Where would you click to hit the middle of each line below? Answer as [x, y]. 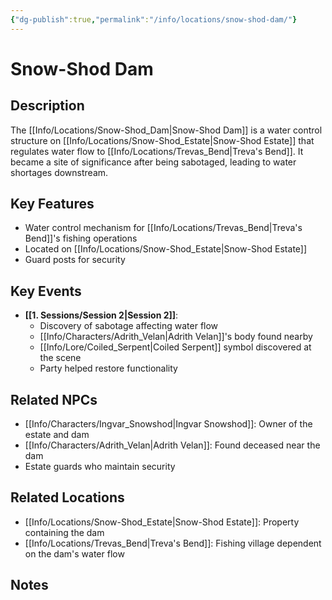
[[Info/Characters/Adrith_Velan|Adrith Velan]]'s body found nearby [176, 337]
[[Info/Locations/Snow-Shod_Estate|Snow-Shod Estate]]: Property [162, 522]
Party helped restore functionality [108, 368]
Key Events [46, 291]
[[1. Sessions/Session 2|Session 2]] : [101, 315]
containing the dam [64, 532]
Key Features [52, 204]
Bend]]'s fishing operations [81, 238]
